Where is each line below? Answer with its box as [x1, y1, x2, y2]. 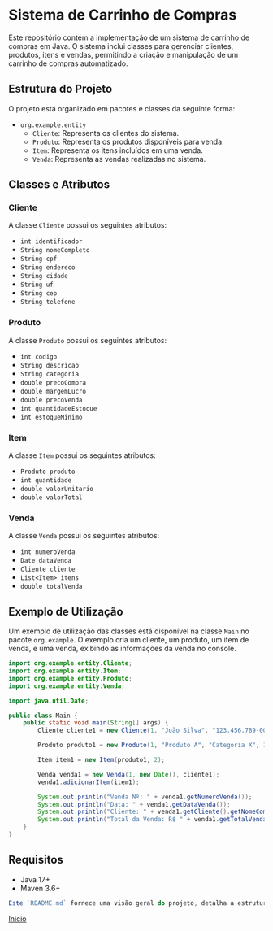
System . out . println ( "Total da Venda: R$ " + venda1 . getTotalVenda [37, 816, 267, 824]
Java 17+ [19, 874, 50, 884]
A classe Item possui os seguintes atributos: [8, 450, 156, 460]
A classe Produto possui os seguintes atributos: [8, 335, 167, 345]
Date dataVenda [19, 557, 72, 565]
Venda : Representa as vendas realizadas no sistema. [32, 154, 206, 163]
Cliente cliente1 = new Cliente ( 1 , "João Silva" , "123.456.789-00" [37, 726, 271, 735]
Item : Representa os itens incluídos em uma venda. [32, 145, 203, 155]
